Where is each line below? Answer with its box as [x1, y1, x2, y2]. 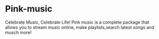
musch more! [5, 29, 32, 35]
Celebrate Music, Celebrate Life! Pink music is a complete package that [5, 19, 150, 25]
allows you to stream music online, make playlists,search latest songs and [5, 24, 155, 30]
